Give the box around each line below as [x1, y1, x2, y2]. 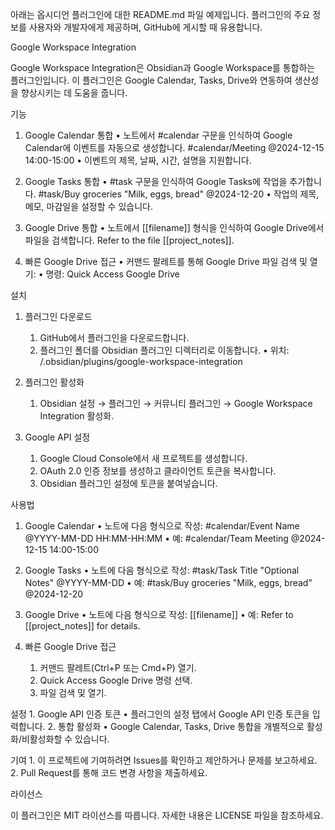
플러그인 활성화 [24, 376, 85, 388]
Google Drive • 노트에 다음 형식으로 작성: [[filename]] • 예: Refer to [24, 609, 294, 620]
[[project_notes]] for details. [24, 620, 141, 632]
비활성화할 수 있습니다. [21, 733, 110, 745]
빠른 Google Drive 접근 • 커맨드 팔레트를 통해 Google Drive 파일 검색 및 [24, 256, 308, 267]
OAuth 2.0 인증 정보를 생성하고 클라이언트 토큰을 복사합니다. [39, 465, 277, 477]
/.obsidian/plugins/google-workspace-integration [39, 356, 243, 367]
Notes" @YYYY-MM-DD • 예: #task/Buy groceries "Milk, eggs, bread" [24, 577, 313, 588]
